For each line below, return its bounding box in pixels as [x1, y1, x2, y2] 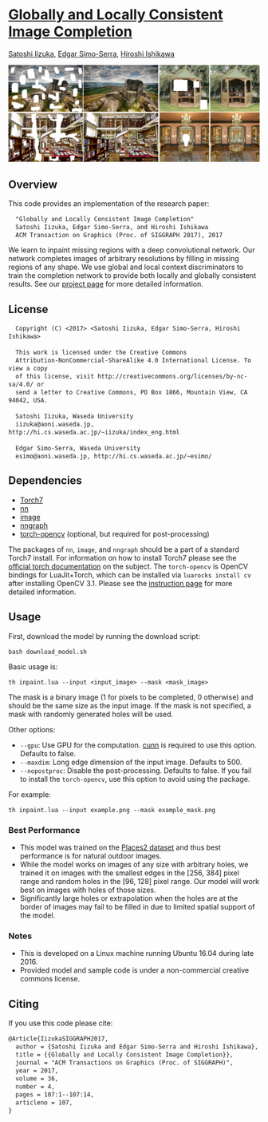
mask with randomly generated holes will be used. [8, 709, 174, 719]
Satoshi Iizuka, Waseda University [15, 412, 134, 420]
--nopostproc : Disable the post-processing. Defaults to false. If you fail [19, 765, 252, 775]
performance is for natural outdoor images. [19, 850, 162, 860]
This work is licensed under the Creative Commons [15, 348, 187, 356]
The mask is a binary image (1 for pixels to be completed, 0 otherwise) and [8, 692, 254, 702]
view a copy [8, 364, 48, 372]
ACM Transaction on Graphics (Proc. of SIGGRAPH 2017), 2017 [15, 232, 223, 240]
